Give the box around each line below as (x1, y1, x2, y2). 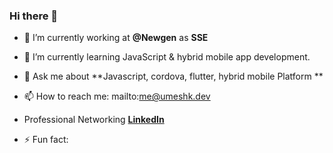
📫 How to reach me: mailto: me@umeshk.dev (23, 90, 211, 103)
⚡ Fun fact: (23, 134, 69, 146)
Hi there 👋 (9, 9, 59, 23)
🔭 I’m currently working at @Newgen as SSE (23, 32, 209, 44)
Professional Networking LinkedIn (23, 114, 165, 126)
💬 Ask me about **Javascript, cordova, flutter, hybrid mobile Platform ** (23, 70, 324, 83)
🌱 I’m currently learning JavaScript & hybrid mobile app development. (23, 51, 311, 63)
